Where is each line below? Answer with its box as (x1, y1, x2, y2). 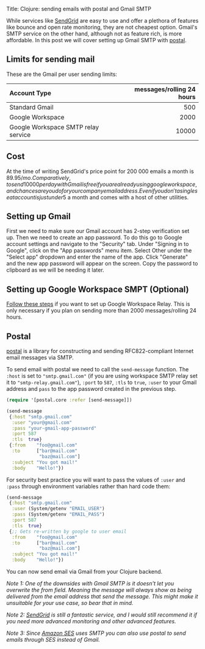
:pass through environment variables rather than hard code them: (6, 483, 171, 490)
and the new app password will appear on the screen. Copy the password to (6, 260, 198, 267)
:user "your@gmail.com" (12, 419, 72, 426)
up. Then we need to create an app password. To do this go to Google (6, 234, 182, 241)
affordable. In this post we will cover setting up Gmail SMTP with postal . (6, 37, 187, 43)
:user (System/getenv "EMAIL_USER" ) (12, 506, 105, 512)
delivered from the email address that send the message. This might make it (6, 593, 198, 600)
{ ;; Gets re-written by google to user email (9, 528, 127, 535)
